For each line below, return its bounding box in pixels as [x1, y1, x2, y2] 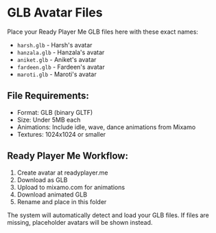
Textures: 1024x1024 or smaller [16, 130, 106, 138]
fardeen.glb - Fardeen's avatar [16, 63, 105, 71]
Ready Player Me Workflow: [7, 150, 129, 162]
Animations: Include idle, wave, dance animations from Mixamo [16, 122, 196, 131]
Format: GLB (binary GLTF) [16, 108, 93, 116]
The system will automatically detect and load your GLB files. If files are [7, 211, 209, 219]
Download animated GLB [16, 190, 88, 199]
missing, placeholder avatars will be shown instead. [7, 218, 153, 226]
